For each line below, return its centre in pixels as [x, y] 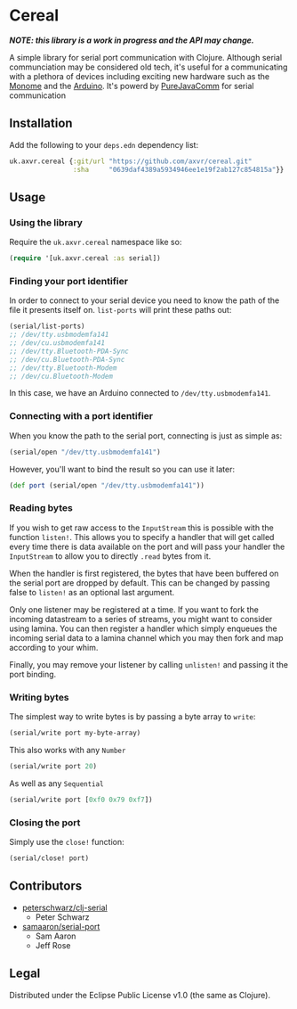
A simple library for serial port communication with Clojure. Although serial [146, 57]
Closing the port [45, 823]
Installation [41, 123]
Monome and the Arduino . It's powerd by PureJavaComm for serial [132, 86]
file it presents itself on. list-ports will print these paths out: [120, 310]
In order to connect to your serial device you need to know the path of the [144, 300]
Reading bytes [41, 508]
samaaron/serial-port [61, 926]
